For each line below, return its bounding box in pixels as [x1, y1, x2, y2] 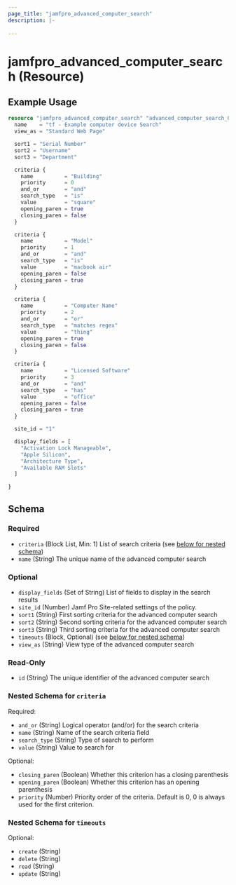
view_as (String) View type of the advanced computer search [18, 640, 195, 649]
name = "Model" [20, 238, 93, 245]
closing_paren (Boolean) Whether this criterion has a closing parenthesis [18, 770, 229, 778]
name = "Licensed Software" [20, 367, 131, 374]
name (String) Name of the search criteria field [18, 728, 150, 736]
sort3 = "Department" [14, 154, 78, 161]
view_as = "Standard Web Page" [14, 128, 106, 135]
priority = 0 [20, 180, 74, 187]
